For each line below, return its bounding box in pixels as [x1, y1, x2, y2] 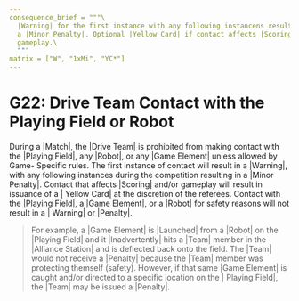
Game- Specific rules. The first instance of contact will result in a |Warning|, [9, 159, 287, 170]
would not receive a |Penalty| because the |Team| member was [30, 253, 264, 264]
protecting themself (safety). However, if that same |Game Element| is [30, 262, 287, 273]
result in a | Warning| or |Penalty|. [9, 207, 133, 218]
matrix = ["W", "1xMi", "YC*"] [9, 54, 125, 63]
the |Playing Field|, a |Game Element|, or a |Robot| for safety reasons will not [9, 198, 290, 208]
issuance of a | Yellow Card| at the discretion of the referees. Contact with [9, 188, 281, 199]
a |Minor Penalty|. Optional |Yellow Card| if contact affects [17, 29, 256, 38]
